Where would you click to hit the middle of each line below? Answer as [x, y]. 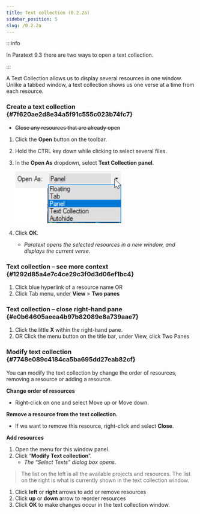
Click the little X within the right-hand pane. [69, 330]
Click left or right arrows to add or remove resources [80, 492]
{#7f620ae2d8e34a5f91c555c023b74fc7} [70, 115]
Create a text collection [41, 107]
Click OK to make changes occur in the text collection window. [92, 504]
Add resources [25, 437]
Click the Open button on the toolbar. [61, 139]
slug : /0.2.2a [24, 25]
